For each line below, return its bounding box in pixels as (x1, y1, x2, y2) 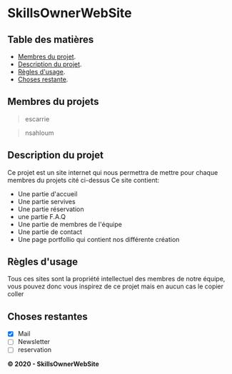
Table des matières (7, 34, 94, 46)
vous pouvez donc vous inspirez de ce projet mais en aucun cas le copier (7, 282, 223, 290)
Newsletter (17, 338, 51, 346)
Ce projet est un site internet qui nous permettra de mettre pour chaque (7, 168, 218, 176)
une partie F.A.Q (17, 212, 66, 221)
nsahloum (24, 128, 54, 137)
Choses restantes (7, 310, 88, 323)
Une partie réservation (17, 205, 84, 213)
